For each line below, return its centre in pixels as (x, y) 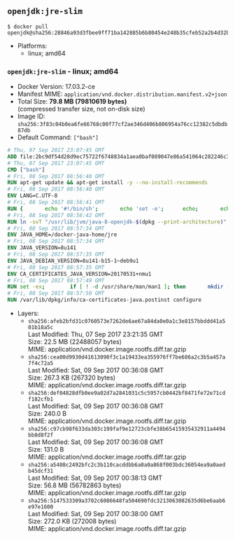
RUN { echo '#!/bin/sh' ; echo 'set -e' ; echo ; (103, 209)
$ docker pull (28, 27)
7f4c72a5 (41, 364)
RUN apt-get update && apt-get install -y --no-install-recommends (108, 183)
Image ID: (31, 116)
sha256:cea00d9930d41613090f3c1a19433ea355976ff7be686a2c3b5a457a (127, 357)
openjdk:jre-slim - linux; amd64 (63, 71)
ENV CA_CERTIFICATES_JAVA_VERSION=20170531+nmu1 (79, 274)
